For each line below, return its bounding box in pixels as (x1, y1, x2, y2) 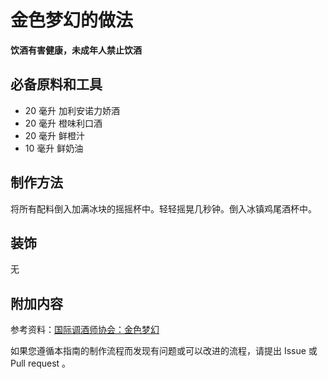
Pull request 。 (10, 357, 72, 370)
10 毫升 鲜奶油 (24, 142, 84, 154)
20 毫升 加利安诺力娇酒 (24, 104, 121, 116)
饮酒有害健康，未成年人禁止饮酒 (10, 44, 142, 56)
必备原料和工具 (10, 76, 103, 93)
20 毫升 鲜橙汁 (24, 129, 86, 141)
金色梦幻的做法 (10, 9, 134, 32)
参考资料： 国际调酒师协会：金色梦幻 (10, 324, 160, 336)
